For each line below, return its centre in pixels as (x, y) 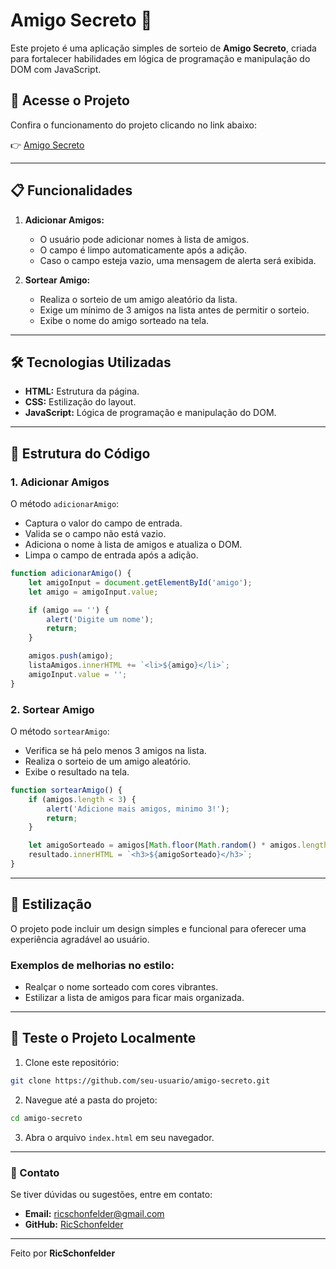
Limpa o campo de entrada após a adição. (111, 555)
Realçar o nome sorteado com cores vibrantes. (121, 987)
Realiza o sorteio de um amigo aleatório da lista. (138, 299)
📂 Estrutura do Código (80, 453)
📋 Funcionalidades (71, 190)
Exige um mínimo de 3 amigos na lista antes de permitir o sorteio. (174, 310)
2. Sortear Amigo (52, 709)
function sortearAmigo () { (66, 790)
